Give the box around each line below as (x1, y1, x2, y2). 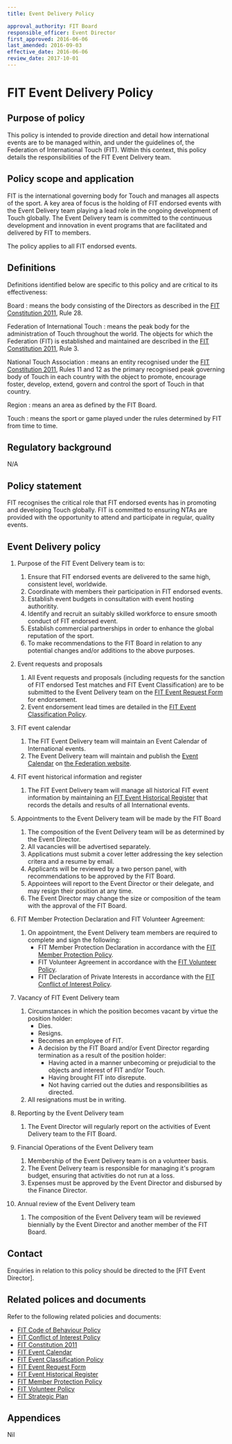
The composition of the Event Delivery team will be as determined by (27, 828, 225, 836)
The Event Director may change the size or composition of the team (27, 893, 221, 902)
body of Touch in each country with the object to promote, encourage (7, 372, 206, 380)
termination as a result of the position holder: (37, 1051, 166, 1059)
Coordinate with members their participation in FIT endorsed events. (27, 587, 223, 596)
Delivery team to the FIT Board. (27, 1130, 117, 1138)
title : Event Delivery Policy (7, 10, 95, 17)
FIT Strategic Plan (17, 1392, 69, 1400)
